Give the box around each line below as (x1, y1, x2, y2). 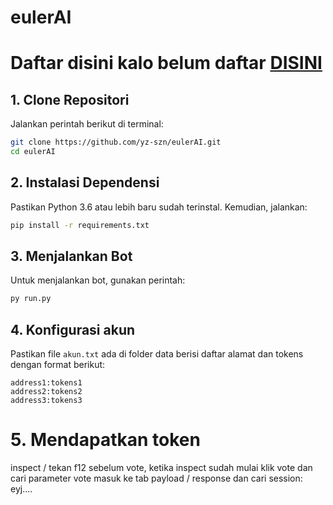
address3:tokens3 (10, 396, 83, 406)
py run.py (10, 294, 52, 304)
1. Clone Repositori (10, 91, 130, 108)
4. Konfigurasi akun (10, 321, 136, 338)
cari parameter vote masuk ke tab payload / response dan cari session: (10, 472, 303, 485)
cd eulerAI (10, 147, 56, 157)
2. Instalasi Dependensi (10, 174, 160, 191)
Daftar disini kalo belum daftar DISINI (10, 52, 323, 75)
